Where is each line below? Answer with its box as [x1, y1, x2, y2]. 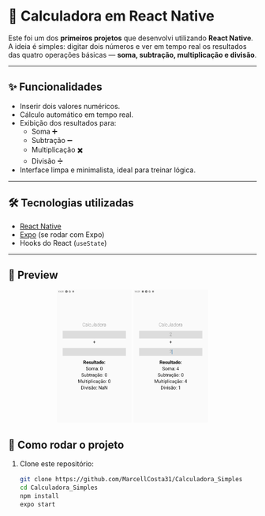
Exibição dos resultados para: [19, 118, 117, 127]
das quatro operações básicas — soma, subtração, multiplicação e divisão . [8, 50, 257, 59]
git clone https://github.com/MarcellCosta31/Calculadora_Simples [19, 475, 243, 483]
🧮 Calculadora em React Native [8, 7, 215, 25]
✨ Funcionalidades [8, 81, 103, 94]
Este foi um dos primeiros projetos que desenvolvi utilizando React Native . [8, 33, 254, 43]
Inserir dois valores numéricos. [19, 101, 121, 111]
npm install [19, 492, 59, 500]
